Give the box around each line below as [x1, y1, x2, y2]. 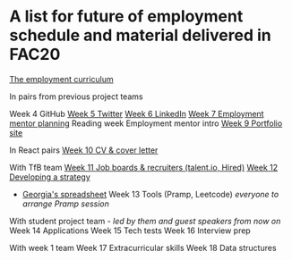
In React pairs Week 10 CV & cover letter [9, 145, 159, 155]
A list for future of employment [9, 6, 244, 27]
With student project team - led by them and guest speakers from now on [9, 215, 281, 226]
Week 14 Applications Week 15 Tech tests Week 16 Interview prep [9, 225, 251, 236]
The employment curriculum [9, 73, 114, 84]
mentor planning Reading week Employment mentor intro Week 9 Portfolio [9, 118, 283, 129]
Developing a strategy [9, 172, 91, 182]
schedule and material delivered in [9, 25, 271, 46]
